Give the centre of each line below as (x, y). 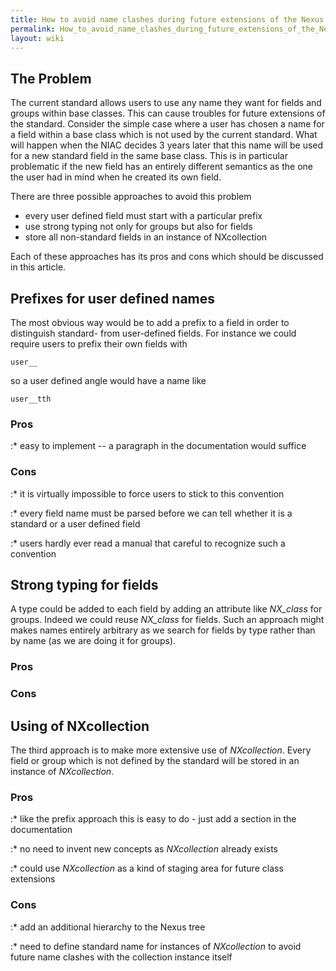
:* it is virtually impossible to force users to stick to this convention (147, 493)
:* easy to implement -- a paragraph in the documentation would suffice (158, 446)
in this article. (38, 267)
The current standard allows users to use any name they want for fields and (166, 103)
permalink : (33, 29)
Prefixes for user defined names (113, 298)
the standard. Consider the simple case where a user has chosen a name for (167, 124)
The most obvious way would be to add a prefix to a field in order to (150, 322)
